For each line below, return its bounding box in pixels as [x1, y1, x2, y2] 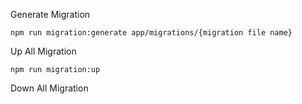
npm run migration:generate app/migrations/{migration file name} [10, 28, 293, 38]
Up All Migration [10, 45, 77, 57]
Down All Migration [10, 82, 89, 94]
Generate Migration [10, 9, 91, 20]
